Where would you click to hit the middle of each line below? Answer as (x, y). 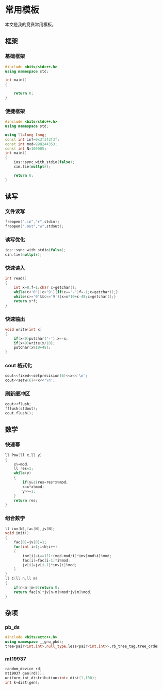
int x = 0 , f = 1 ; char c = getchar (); (45, 288)
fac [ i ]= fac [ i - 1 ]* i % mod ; (46, 560)
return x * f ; (26, 301)
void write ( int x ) (24, 329)
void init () (17, 533)
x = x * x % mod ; (33, 487)
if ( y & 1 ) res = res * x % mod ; (45, 483)
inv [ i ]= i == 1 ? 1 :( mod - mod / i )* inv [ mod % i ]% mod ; (67, 556)
